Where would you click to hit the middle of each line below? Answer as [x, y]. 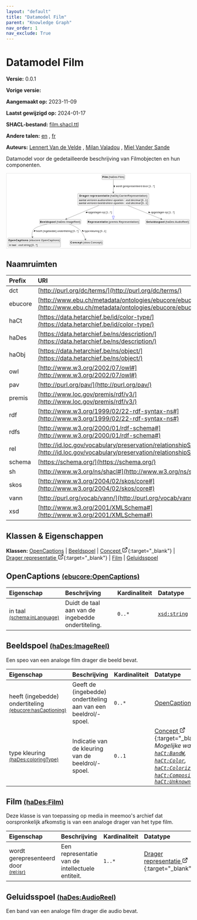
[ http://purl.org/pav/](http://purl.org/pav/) [95, 385]
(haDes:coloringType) [34, 759]
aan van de [80, 610]
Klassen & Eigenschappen [55, 536]
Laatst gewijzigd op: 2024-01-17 [46, 113]
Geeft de [84, 685]
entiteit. [71, 876]
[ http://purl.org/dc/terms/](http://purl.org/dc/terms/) [110, 291]
